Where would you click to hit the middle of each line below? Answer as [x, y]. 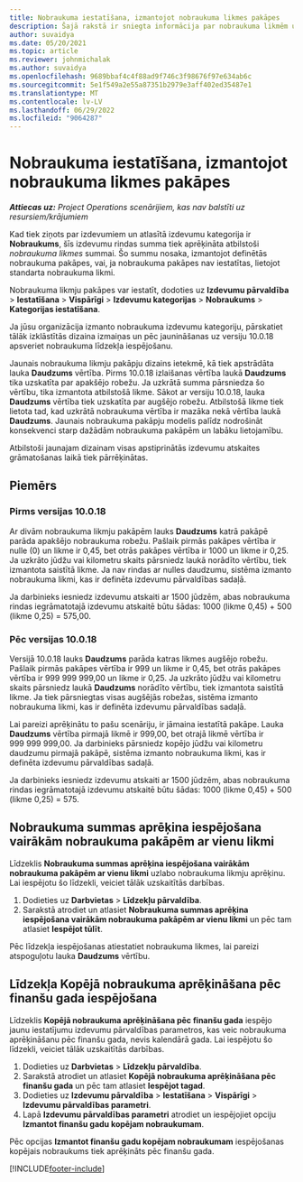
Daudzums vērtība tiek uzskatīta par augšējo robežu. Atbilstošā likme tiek [147, 402]
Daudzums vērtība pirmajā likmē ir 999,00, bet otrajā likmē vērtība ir [137, 734]
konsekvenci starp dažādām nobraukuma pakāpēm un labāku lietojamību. [147, 430]
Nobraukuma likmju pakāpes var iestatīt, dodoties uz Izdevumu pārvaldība [149, 291]
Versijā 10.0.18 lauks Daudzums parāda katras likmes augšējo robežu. [139, 659]
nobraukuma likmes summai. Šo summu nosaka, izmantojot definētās [138, 254]
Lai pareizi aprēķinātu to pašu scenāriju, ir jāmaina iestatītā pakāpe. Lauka [147, 725]
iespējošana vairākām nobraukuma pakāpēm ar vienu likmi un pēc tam [157, 919]
